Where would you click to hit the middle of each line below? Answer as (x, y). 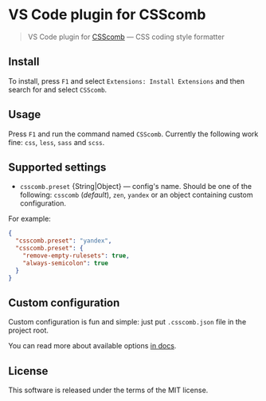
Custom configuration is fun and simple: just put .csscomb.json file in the (127, 322)
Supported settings (57, 167)
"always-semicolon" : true (66, 263)
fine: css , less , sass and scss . (57, 142)
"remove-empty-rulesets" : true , (76, 256)
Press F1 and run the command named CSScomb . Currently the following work (133, 134)
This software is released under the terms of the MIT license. (108, 390)
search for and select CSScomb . (58, 89)
